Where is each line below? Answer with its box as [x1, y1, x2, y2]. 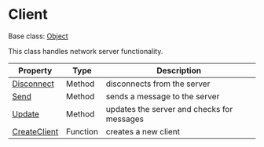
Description [156, 65, 202, 76]
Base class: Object [8, 31, 68, 41]
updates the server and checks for [105, 103, 233, 114]
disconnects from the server [105, 78, 211, 89]
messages [105, 113, 144, 124]
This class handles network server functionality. [8, 46, 163, 56]
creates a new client [105, 126, 181, 137]
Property [18, 65, 53, 76]
